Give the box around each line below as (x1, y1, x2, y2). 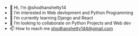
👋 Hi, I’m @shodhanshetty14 (9, 5, 67, 10)
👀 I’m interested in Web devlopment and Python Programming (9, 10, 134, 16)
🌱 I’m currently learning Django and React (9, 15, 93, 20)
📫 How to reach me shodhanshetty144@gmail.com (9, 26, 113, 31)
